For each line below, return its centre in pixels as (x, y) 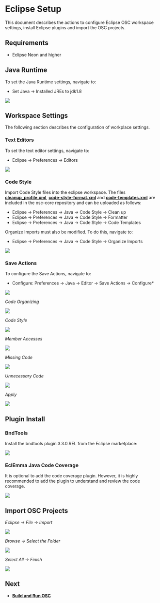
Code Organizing (22, 302)
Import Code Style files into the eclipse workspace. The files (65, 192)
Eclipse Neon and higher (37, 55)
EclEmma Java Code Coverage (42, 465)
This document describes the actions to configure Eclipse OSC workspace (80, 22)
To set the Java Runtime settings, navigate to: (50, 82)
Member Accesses (24, 339)
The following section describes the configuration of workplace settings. (78, 127)
